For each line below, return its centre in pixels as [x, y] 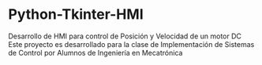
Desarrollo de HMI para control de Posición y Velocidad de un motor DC [125, 36]
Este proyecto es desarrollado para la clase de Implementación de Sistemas [131, 44]
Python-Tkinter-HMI [76, 14]
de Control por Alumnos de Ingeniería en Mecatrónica [95, 52]
